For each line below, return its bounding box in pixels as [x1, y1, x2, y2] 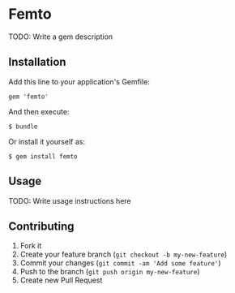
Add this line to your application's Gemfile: [8, 76, 150, 86]
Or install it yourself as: [8, 136, 85, 146]
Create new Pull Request [19, 275, 103, 285]
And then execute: [8, 106, 70, 116]
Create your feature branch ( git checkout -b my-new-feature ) [19, 249, 228, 260]
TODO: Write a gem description [8, 32, 113, 41]
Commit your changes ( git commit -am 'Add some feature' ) [19, 258, 221, 268]
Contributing [8, 219, 75, 233]
